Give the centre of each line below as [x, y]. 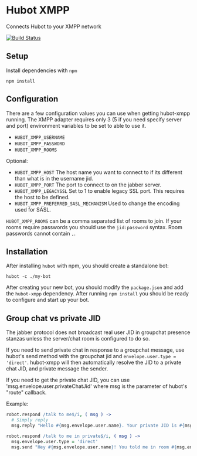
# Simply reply [30, 420]
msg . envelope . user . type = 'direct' [55, 441]
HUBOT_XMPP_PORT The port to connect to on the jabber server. [88, 185]
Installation [27, 252]
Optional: [17, 161]
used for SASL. [33, 209]
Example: [17, 404]
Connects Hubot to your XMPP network [54, 26]
